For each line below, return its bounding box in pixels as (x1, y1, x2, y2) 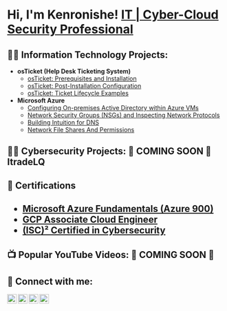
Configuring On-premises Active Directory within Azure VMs (27, 104, 199, 111)
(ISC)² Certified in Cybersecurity (22, 224, 166, 237)
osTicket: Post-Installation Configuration (27, 82, 142, 89)
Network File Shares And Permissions (27, 126, 135, 133)
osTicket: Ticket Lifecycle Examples (27, 89, 129, 97)
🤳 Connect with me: (7, 275, 93, 287)
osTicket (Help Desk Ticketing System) (17, 67, 131, 75)
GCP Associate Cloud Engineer (22, 214, 158, 226)
